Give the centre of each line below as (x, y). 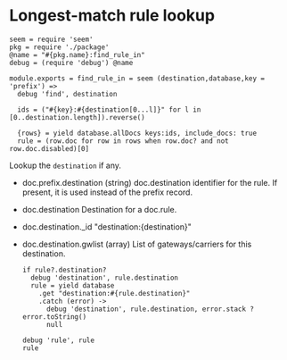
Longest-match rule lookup (112, 16)
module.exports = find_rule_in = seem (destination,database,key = (137, 78)
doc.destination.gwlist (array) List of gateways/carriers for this (137, 244)
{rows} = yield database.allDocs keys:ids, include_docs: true (137, 133)
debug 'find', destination (67, 94)
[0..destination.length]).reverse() (77, 117)
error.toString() (54, 317)
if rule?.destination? (64, 270)
